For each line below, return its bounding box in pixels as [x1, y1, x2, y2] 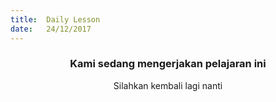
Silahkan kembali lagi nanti [113, 79, 223, 91]
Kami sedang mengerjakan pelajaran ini [69, 57, 267, 71]
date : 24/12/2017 [10, 24, 92, 34]
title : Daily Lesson [10, 14, 101, 25]
